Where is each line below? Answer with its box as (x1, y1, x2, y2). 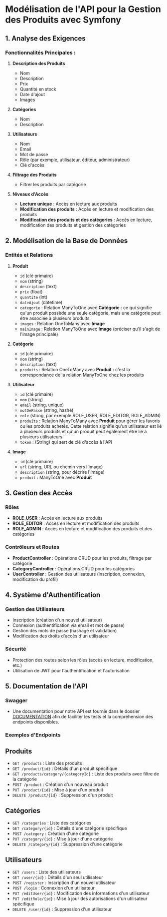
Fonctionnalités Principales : (5, 49, 76, 56)
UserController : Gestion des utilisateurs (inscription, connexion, (12, 571, 146, 577)
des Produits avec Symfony (5, 14, 121, 26)
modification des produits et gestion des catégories (19, 222, 126, 228)
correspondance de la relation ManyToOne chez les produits (19, 372, 145, 378)
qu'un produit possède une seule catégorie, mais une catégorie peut (19, 310, 161, 316)
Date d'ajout (19, 91, 45, 97)
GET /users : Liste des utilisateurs (12, 869, 81, 875)
